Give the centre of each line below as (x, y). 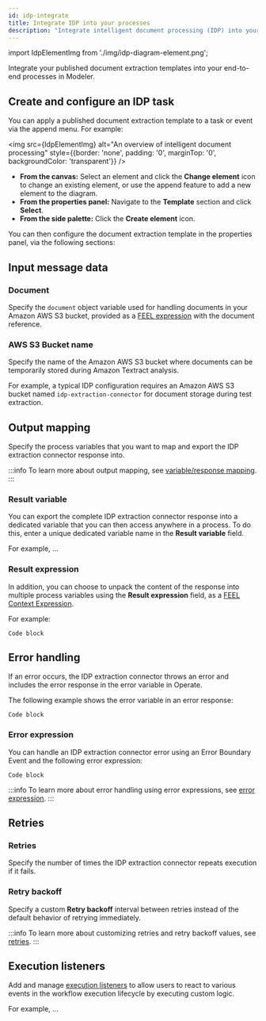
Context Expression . (41, 603)
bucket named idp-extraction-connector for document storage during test (130, 394)
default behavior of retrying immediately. (74, 917)
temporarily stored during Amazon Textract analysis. (94, 370)
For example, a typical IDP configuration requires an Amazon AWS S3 (122, 386)
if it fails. (22, 871)
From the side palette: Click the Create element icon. (107, 219)
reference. (25, 324)
